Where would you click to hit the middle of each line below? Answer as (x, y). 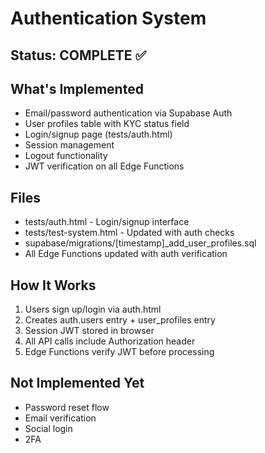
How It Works (53, 285)
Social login (48, 428)
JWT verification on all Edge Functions (104, 166)
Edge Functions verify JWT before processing (119, 352)
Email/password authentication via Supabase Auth (128, 113)
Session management (69, 145)
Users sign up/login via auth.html (93, 309)
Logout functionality (66, 156)
